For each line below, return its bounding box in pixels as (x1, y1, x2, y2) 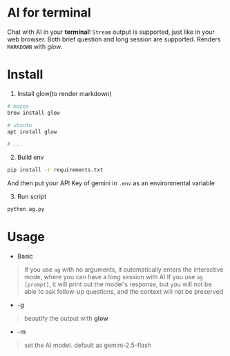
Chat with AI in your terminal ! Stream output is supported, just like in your (7, 28, 215, 36)
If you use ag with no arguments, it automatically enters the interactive (23, 265, 224, 274)
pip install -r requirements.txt (7, 167, 104, 174)
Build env (17, 153, 44, 162)
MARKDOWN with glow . (7, 42, 64, 50)
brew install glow (7, 109, 60, 116)
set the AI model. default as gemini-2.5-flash (23, 341, 152, 349)
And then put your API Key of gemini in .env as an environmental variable (7, 179, 215, 187)
